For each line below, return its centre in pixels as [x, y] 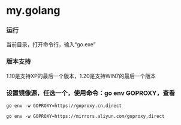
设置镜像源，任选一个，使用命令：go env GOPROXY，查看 [91, 93]
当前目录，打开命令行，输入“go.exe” [51, 44]
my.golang [34, 11]
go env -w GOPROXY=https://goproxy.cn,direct [64, 106]
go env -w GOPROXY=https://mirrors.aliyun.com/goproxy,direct [85, 117]
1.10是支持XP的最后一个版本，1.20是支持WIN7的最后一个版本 [81, 76]
